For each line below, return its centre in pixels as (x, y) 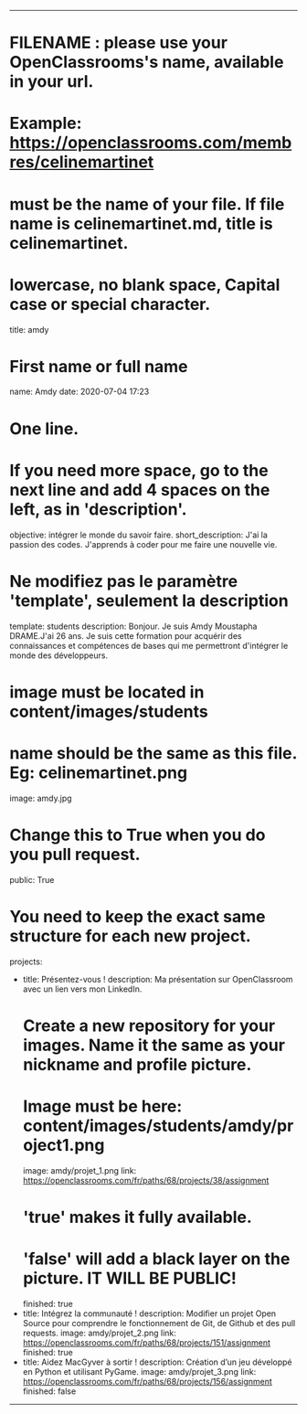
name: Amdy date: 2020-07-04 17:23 (79, 392)
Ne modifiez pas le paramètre (124, 581)
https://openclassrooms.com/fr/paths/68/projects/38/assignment (146, 1180)
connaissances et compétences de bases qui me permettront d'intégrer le (149, 645)
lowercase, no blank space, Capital (145, 285)
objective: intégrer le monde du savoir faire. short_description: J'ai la (138, 535)
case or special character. (110, 304)
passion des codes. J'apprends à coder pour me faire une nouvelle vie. (143, 544)
